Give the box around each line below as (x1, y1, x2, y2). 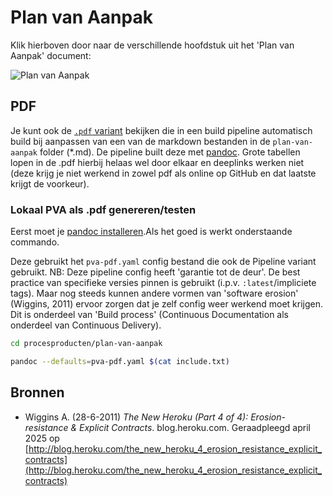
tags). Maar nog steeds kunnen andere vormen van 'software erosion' (10, 287, 299, 300)
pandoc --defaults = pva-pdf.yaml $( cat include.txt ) (10, 356, 230, 366)
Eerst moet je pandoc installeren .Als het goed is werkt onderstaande (10, 226, 293, 238)
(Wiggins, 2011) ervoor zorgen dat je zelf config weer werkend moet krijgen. (10, 298, 324, 310)
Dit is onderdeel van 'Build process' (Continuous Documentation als (10, 309, 289, 321)
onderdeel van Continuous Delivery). (10, 319, 162, 331)
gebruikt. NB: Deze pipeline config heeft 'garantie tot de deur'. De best (10, 266, 301, 278)
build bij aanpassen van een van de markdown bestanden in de (10, 135, 271, 147)
